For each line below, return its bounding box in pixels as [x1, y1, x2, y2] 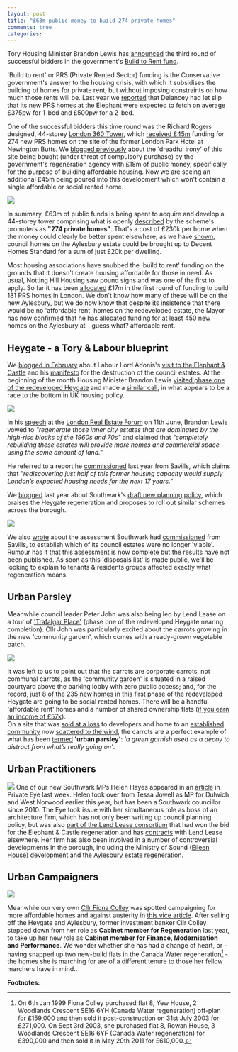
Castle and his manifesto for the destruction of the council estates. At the [7, 368, 221, 377]
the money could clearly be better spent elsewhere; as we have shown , [7, 232, 215, 241]
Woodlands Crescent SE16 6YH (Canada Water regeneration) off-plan [17, 1007, 221, 1015]
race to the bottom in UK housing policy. [7, 391, 125, 399]
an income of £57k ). [7, 712, 66, 721]
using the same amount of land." [7, 448, 103, 457]
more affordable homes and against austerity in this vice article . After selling [7, 911, 230, 919]
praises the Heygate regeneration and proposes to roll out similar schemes [7, 498, 225, 507]
